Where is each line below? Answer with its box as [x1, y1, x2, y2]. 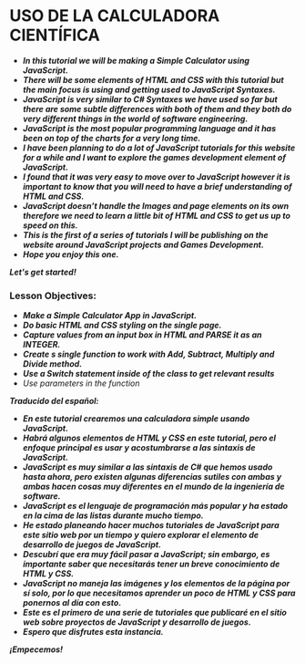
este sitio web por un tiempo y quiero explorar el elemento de [22, 530, 259, 541]
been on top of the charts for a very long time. [22, 132, 201, 143]
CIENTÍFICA [9, 25, 100, 46]
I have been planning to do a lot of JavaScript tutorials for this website [22, 142, 296, 153]
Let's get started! [9, 266, 77, 277]
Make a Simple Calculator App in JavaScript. [22, 310, 198, 321]
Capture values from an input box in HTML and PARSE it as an [22, 329, 262, 340]
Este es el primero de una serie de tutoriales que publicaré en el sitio [22, 607, 287, 618]
